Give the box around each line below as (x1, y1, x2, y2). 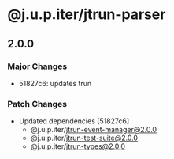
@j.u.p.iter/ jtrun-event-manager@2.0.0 (30, 125, 157, 134)
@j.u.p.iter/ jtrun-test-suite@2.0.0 (30, 133, 139, 143)
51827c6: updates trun (18, 78, 92, 88)
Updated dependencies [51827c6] (18, 116, 130, 126)
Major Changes (7, 61, 68, 72)
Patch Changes (7, 98, 68, 109)
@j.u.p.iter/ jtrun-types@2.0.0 (30, 142, 126, 151)
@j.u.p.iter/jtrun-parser (7, 6, 166, 24)
